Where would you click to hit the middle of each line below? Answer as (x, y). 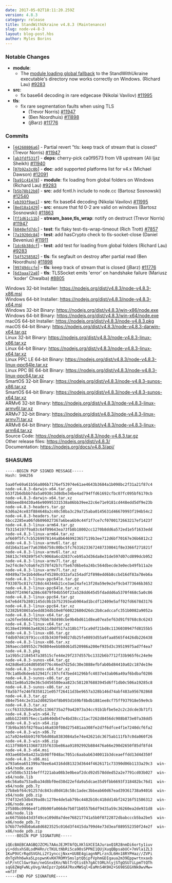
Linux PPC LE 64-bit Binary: (35, 359)
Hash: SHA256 (19, 475)
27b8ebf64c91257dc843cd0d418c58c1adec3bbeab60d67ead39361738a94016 (79, 790)
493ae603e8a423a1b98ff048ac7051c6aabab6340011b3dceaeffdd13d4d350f (79, 754)
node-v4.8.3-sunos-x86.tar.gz (38, 678)
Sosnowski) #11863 (33, 213)
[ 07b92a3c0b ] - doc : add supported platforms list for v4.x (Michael (82, 169)
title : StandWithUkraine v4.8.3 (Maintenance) (56, 24)
